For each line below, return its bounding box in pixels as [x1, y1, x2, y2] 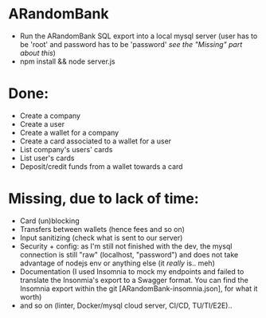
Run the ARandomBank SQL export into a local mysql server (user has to [19, 31, 258, 41]
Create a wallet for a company [19, 128, 119, 137]
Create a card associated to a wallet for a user [19, 136, 172, 146]
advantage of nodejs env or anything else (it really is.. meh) [19, 258, 215, 268]
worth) [19, 292, 42, 301]
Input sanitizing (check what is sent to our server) [19, 233, 183, 242]
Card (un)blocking [19, 216, 80, 226]
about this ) [19, 48, 56, 57]
